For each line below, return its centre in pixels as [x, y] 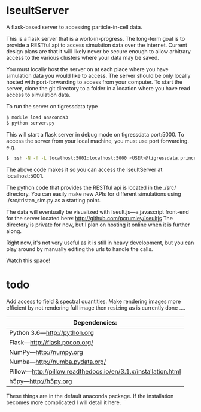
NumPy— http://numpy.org [46, 352]
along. [14, 231]
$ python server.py [31, 123]
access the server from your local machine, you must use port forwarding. [98, 141]
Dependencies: [95, 322]
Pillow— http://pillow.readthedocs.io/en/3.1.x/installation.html [95, 371]
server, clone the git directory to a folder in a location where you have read [98, 88]
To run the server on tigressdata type [52, 106]
